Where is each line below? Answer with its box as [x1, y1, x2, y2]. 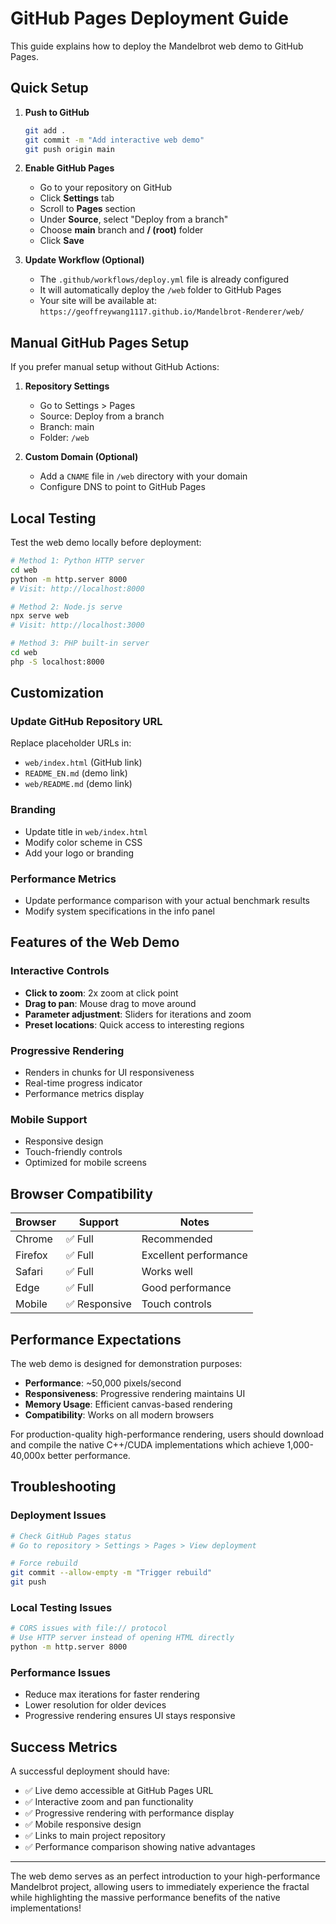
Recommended [141, 1232, 213, 1246]
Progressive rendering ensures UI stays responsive [24, 1710, 236, 1722]
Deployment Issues [10, 1508, 107, 1522]
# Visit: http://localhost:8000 [10, 583, 145, 594]
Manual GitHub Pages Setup [10, 334, 190, 351]
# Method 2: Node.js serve [10, 602, 123, 612]
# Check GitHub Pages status [10, 1531, 132, 1541]
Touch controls [141, 1297, 212, 1311]
